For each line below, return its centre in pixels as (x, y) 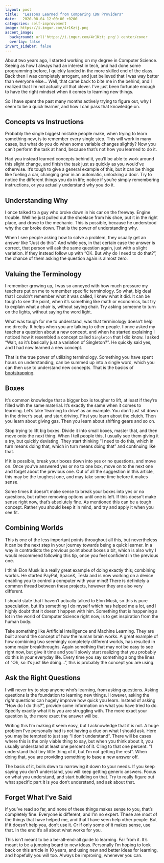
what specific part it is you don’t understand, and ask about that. (70, 782)
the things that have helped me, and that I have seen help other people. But (81, 820)
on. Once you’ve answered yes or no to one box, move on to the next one (79, 466)
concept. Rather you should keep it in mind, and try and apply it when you (80, 507)
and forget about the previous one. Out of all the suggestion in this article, (80, 471)
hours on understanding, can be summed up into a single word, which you (80, 363)
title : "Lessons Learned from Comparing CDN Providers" (64, 14)
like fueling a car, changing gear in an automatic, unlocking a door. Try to (79, 175)
